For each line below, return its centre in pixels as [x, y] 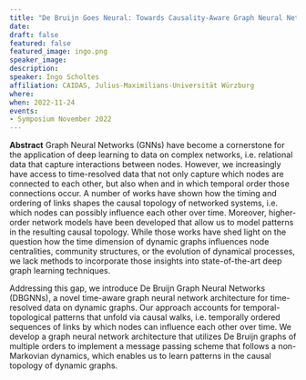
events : [24, 111]
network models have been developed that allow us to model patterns [163, 223]
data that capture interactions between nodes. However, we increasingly [145, 165]
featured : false [40, 43]
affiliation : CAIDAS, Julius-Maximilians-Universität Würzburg [132, 85]
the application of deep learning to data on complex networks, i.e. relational [151, 155]
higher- [282, 213]
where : [22, 94]
